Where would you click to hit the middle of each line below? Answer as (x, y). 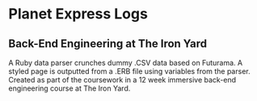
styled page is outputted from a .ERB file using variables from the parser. (129, 71)
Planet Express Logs (78, 14)
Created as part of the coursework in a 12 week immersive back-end (122, 80)
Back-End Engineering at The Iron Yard (108, 44)
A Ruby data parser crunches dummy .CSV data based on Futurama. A (126, 63)
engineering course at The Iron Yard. (70, 88)
